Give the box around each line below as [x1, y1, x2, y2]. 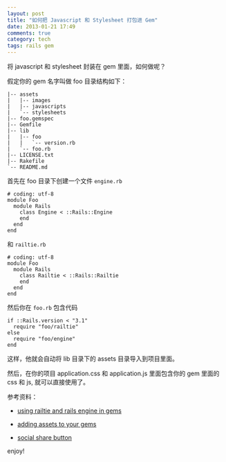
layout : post [7, 10, 45, 17]
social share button [17, 434, 73, 441]
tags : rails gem [7, 42, 54, 49]
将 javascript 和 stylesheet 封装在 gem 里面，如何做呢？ [7, 62, 166, 70]
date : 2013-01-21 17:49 [7, 23, 76, 30]
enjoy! [7, 447, 25, 455]
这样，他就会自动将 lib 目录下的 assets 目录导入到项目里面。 [7, 354, 178, 363]
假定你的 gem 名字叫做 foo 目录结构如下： [7, 77, 127, 85]
